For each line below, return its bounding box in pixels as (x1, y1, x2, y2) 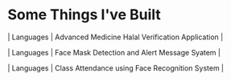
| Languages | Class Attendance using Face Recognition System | (7, 63, 225, 73)
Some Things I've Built (7, 6, 162, 24)
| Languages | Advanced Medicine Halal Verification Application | (7, 32, 224, 42)
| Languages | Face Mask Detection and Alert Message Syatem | (7, 47, 221, 57)
